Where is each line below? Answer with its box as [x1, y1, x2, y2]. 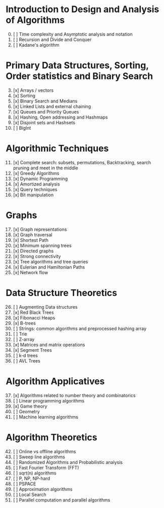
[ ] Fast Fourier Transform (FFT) [13, 464, 79, 470]
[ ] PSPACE [13, 481, 36, 487]
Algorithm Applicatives [6, 375, 105, 387]
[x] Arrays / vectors [13, 87, 54, 93]
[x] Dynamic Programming [13, 175, 68, 182]
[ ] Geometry [13, 408, 40, 414]
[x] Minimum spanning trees [13, 242, 72, 248]
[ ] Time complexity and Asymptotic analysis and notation [13, 31, 133, 37]
